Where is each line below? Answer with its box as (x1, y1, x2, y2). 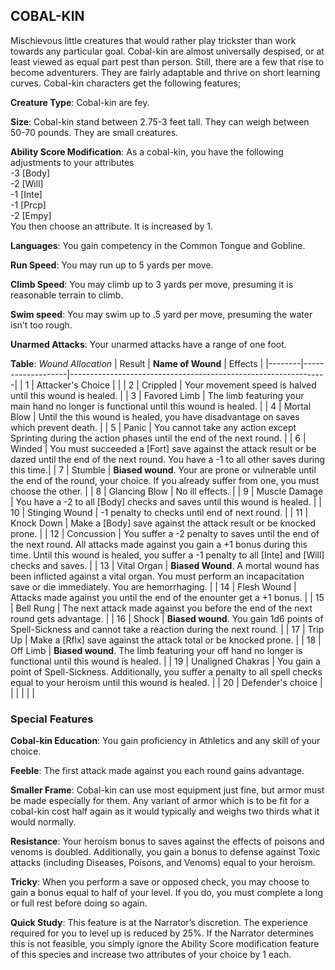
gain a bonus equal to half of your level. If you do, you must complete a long (10, 887, 324, 899)
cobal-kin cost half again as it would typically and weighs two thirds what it (10, 805, 320, 818)
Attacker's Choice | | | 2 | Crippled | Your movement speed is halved (36, 379, 317, 391)
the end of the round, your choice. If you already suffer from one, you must (10, 474, 320, 486)
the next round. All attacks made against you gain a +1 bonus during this (10, 538, 308, 550)
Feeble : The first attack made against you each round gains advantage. (10, 765, 305, 777)
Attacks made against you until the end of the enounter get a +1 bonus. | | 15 (10, 591, 325, 603)
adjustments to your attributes (10, 156, 135, 168)
